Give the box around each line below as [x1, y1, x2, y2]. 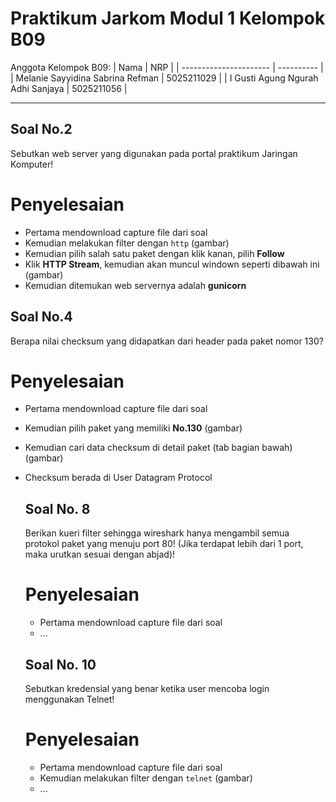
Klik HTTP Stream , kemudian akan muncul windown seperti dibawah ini [24, 258, 320, 270]
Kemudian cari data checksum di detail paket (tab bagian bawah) [24, 442, 293, 454]
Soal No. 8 [24, 500, 91, 517]
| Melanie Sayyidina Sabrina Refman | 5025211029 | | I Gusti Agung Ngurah [10, 72, 319, 84]
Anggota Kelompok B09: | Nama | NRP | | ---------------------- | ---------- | [10, 61, 324, 73]
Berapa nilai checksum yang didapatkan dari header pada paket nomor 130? [10, 335, 324, 347]
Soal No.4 [10, 308, 73, 326]
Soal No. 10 [24, 656, 97, 673]
